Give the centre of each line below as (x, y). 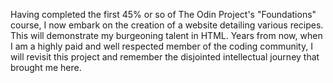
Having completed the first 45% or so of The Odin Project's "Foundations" (163, 14)
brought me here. (46, 67)
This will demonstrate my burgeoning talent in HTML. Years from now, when (166, 35)
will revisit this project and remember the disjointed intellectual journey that (165, 57)
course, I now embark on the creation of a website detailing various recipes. (167, 25)
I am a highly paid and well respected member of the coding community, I (161, 46)
